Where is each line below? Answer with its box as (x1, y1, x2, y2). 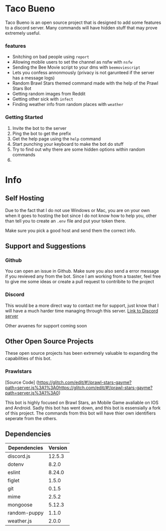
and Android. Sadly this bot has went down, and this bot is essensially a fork (5, 405, 161, 411)
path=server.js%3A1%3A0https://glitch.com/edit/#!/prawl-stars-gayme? (5, 384, 153, 391)
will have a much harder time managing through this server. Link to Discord (5, 308, 159, 314)
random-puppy (7, 510, 44, 517)
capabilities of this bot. (5, 355, 52, 361)
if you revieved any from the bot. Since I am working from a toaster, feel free (5, 273, 161, 279)
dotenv (7, 461, 24, 468)
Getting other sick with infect (12, 96, 73, 102)
